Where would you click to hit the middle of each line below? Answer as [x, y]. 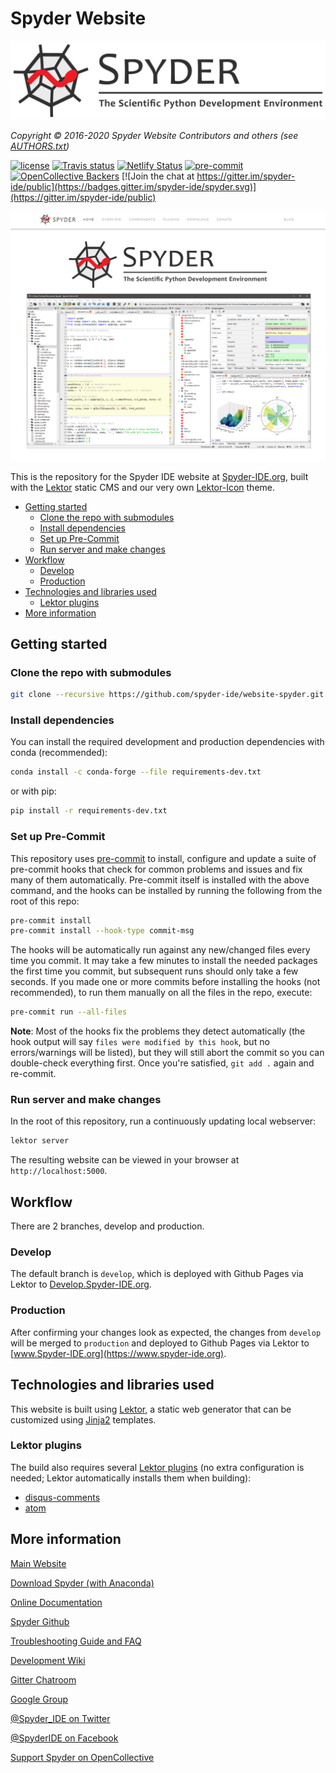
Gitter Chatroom [43, 1679]
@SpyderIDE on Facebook [64, 1738]
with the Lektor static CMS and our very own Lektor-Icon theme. [143, 487]
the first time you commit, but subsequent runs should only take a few [154, 971]
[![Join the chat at [158, 176]
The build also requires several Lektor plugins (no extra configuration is [157, 1467]
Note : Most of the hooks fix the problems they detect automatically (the [158, 1031]
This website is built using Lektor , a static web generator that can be [151, 1409]
